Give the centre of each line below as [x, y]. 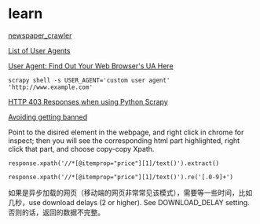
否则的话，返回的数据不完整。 [56, 212]
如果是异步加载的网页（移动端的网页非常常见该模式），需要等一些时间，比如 [130, 193]
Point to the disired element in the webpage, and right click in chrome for [126, 132]
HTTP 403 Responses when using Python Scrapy [88, 101]
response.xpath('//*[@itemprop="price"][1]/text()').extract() [114, 163]
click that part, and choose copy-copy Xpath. [81, 149]
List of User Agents [39, 50]
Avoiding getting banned [48, 117]
